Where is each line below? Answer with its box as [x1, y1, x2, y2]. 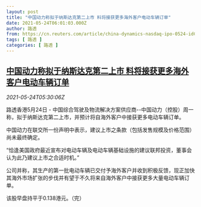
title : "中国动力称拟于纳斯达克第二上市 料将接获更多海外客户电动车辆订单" [6, 14, 172, 20]
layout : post [6, 8, 39, 15]
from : [6, 31, 20, 37]
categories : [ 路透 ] [6, 43, 59, 49]
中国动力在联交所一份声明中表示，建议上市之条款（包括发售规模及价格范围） [6, 126, 195, 133]
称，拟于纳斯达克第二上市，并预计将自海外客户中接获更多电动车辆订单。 [6, 113, 184, 121]
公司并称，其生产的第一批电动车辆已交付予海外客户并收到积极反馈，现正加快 [6, 166, 195, 174]
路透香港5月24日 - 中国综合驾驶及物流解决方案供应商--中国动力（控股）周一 [6, 106, 194, 113]
